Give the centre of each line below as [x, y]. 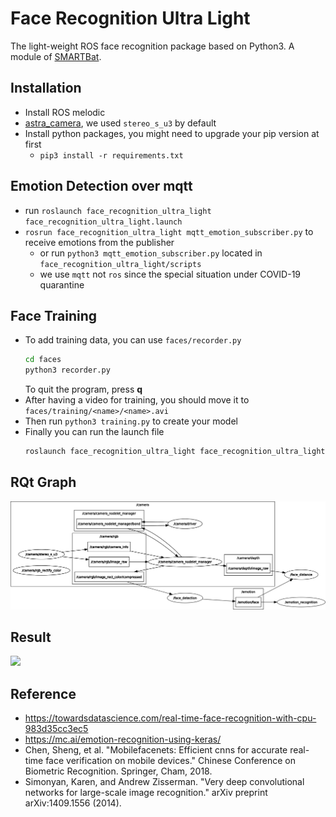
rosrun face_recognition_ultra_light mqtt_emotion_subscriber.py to [169, 231]
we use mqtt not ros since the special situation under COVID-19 [170, 274]
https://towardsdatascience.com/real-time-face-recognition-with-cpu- [170, 718]
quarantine [62, 284]
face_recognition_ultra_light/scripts [120, 264]
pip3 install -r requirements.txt [111, 155]
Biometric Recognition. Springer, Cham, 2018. [118, 771]
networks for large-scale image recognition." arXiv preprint [146, 793]
